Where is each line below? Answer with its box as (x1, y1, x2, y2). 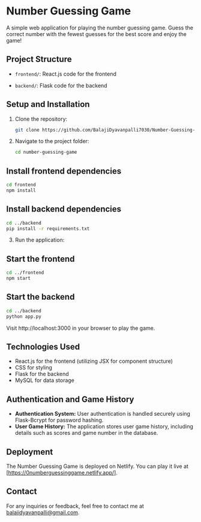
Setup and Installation (6, 99, 90, 109)
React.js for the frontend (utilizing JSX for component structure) (14, 357, 173, 365)
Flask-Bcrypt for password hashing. (14, 416, 104, 424)
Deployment (6, 446, 53, 457)
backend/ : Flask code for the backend (14, 82, 107, 89)
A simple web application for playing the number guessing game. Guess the (6, 24, 194, 31)
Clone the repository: (14, 115, 68, 123)
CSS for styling (14, 364, 53, 371)
